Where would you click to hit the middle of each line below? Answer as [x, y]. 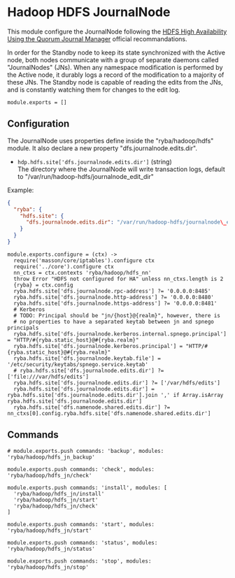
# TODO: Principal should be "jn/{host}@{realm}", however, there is [117, 315]
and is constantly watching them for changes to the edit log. [94, 89]
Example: [21, 190]
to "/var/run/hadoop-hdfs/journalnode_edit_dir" [85, 176]
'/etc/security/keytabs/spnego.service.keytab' [78, 364]
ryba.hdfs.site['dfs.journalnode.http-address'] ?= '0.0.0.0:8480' [114, 297]
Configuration [38, 124]
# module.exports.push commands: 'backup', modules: [86, 451]
